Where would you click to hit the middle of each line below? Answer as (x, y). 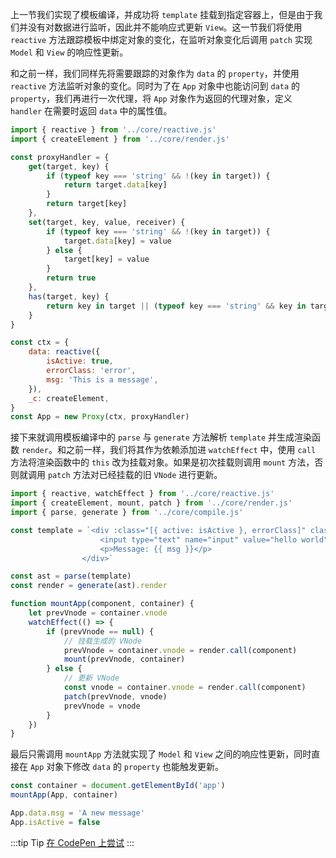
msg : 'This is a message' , (102, 379)
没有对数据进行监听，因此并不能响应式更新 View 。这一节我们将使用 (165, 27)
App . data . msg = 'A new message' (77, 813)
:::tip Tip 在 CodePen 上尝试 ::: (72, 842)
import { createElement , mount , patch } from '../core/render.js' (151, 503)
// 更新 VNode (91, 678)
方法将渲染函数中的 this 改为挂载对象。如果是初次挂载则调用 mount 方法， (162, 462)
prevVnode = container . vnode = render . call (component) (180, 650)
